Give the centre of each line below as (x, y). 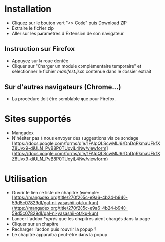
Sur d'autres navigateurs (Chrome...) (63, 87)
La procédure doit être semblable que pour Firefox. (63, 99)
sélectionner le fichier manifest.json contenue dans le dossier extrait (82, 71)
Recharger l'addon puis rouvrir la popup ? (54, 229)
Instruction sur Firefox (40, 49)
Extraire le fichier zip (33, 28)
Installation (28, 9)
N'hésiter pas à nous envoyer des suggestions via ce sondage (75, 138)
